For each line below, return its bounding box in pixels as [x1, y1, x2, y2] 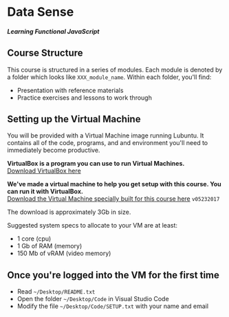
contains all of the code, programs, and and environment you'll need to [7, 139, 208, 147]
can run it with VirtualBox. [7, 187, 84, 196]
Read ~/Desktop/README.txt [17, 287, 96, 296]
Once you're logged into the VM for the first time [7, 269, 220, 281]
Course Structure [7, 47, 84, 59]
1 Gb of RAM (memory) [17, 242, 83, 250]
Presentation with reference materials [17, 86, 124, 94]
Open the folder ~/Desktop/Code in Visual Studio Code [17, 295, 170, 303]
